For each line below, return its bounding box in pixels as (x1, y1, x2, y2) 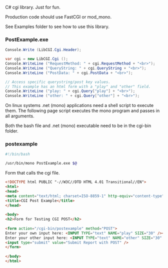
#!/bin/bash (5, 152, 30, 157)
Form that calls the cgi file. (5, 170, 60, 176)
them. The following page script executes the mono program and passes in (5, 107, 160, 114)
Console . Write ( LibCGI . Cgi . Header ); (5, 47, 81, 52)
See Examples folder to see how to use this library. (5, 23, 109, 29)
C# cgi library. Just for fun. (5, 4, 61, 10)
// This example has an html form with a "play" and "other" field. (5, 84, 151, 89)
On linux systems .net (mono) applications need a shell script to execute (5, 102, 154, 108)
